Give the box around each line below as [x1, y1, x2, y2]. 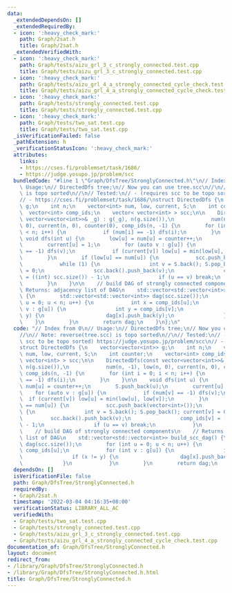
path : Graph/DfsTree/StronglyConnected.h [13, 479, 135, 486]
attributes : [13, 151, 48, 159]
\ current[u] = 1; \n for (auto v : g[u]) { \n [19, 241, 196, 249]
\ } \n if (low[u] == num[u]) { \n [19, 254, 159, 261]
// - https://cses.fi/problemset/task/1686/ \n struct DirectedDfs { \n [19, 196, 224, 204]
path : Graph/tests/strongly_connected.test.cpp [19, 100, 159, 107]
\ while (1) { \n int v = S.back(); [19, 261, 202, 267]
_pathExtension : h [13, 139, 67, 146]
